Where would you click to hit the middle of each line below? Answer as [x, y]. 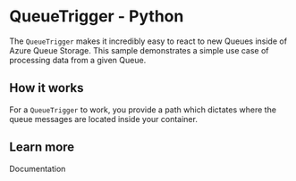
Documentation [38, 169]
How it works [47, 88]
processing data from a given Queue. [78, 60]
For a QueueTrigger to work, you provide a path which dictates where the [143, 110]
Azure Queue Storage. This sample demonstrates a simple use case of [140, 50]
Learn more [42, 148]
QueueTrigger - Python [97, 16]
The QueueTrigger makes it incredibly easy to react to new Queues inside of [148, 41]
